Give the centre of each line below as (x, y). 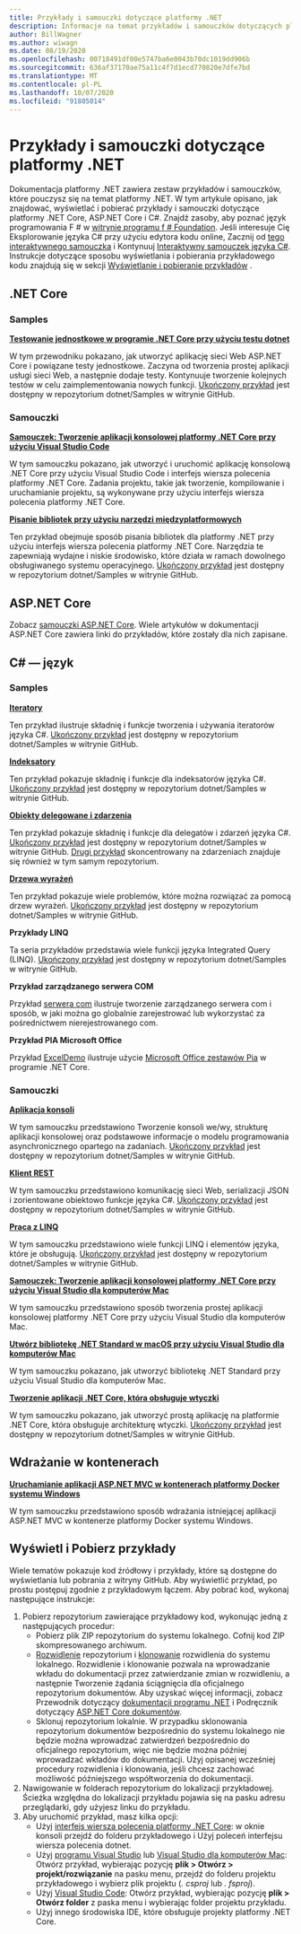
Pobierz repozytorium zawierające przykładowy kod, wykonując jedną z (155, 1616)
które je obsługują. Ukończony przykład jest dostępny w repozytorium (138, 1254)
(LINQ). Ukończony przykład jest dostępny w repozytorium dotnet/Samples (148, 959)
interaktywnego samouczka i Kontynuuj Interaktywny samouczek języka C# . (150, 247)
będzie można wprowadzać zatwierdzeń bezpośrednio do (143, 1740)
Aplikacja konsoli (42, 1110)
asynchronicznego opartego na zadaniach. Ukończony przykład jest (135, 1146)
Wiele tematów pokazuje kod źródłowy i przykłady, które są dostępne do (143, 1570)
